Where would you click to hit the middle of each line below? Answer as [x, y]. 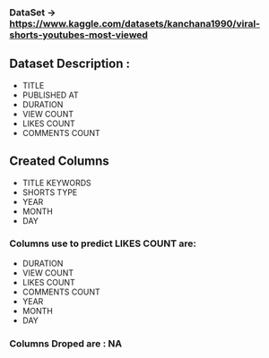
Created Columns [59, 162]
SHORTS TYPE [50, 192]
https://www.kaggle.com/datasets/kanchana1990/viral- [134, 23]
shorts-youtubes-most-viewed [78, 35]
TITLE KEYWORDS [56, 183]
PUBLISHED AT [50, 95]
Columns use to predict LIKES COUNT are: [103, 243]
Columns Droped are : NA [66, 344]
